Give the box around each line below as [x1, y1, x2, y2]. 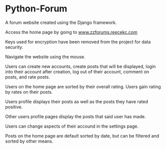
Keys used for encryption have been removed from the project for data [5, 38, 151, 45]
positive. [5, 104, 23, 110]
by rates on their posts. [5, 89, 53, 95]
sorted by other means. [5, 138, 53, 144]
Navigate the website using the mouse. [5, 53, 86, 60]
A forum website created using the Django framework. [5, 19, 117, 25]
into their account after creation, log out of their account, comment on [5, 68, 149, 75]
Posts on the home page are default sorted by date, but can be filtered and [5, 133, 159, 139]
